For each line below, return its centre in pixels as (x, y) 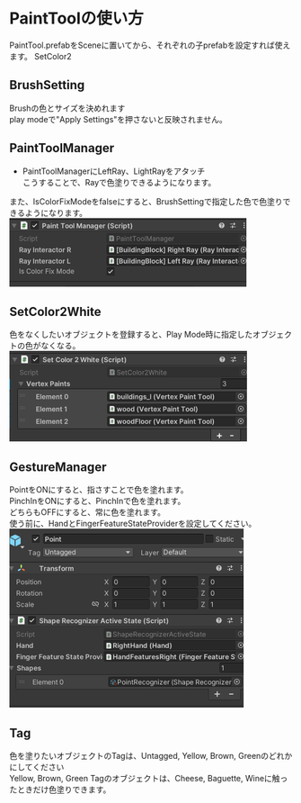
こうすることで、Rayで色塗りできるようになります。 (119, 182)
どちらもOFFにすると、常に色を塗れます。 (88, 512)
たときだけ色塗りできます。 (60, 789)
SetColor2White (55, 311)
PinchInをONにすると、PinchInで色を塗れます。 (97, 501)
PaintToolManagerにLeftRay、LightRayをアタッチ (114, 171)
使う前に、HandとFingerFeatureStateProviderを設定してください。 (133, 524)
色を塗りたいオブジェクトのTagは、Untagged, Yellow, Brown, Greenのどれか (151, 756)
